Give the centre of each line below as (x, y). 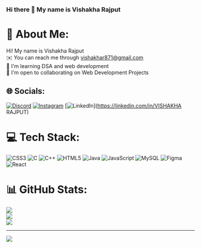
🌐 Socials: (26, 91)
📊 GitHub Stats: (47, 189)
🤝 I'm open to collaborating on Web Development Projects (77, 72)
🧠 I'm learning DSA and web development (57, 66)
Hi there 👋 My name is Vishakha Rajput (63, 10)
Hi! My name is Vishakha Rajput (45, 51)
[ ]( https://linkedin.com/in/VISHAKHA (123, 105)
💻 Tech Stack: (43, 137)
